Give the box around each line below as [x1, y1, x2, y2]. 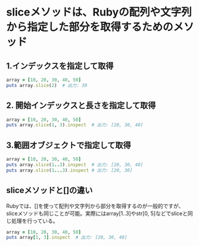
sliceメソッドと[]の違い [6, 185, 93, 195]
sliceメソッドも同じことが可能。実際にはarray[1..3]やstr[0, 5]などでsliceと [6, 210, 188, 217]
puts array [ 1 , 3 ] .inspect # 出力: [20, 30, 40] [6, 235, 128, 241]
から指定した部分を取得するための [6, 20, 174, 34]
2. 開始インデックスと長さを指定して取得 [6, 101, 156, 111]
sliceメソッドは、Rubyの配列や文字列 [6, 5, 192, 19]
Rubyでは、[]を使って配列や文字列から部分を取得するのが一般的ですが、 [6, 202, 184, 209]
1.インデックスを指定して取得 [6, 61, 114, 71]
